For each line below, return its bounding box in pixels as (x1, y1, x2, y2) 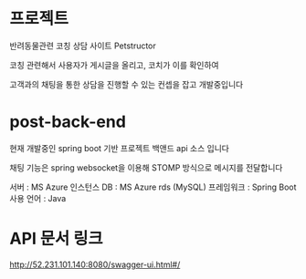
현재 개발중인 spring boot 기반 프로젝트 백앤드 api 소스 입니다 (9, 142, 230, 153)
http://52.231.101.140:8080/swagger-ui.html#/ (9, 259, 181, 270)
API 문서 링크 (9, 229, 103, 249)
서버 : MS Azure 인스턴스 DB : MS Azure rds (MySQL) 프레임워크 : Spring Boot (9, 181, 297, 192)
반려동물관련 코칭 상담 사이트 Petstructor (9, 40, 157, 51)
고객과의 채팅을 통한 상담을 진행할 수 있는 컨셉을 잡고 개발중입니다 (9, 78, 244, 89)
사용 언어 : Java (9, 192, 67, 203)
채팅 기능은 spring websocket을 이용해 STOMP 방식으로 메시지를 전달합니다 (9, 161, 283, 173)
